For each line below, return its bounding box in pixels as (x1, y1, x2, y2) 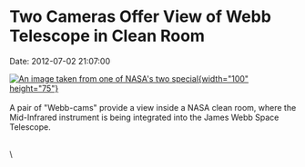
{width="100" (198, 73, 249, 83)
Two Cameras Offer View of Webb (9, 6, 271, 27)
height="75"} (9, 83, 59, 93)
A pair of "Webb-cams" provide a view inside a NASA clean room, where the (9, 102, 297, 113)
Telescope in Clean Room (9, 25, 205, 46)
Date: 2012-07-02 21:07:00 (9, 55, 111, 66)
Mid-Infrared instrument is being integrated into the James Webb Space (9, 112, 280, 123)
